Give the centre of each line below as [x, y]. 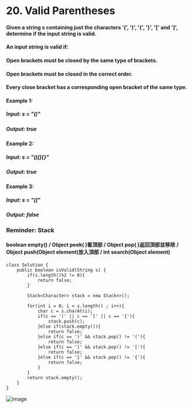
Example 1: [20, 100]
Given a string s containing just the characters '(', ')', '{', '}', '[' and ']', [92, 27]
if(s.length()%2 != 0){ [56, 275]
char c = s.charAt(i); [65, 311]
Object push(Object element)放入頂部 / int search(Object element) [88, 252]
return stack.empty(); [55, 378]
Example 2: [20, 144]
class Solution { [27, 265]
